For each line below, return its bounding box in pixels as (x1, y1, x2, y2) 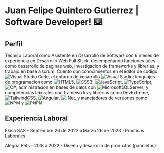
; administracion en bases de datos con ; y (16, 84, 149, 90)
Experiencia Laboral (5, 114, 68, 123)
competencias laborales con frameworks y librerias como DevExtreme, (5, 90, 150, 95)
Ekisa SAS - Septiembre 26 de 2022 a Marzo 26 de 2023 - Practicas (5, 127, 145, 133)
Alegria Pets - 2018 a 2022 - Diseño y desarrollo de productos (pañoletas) (5, 142, 156, 148)
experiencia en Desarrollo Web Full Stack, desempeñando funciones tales (5, 58, 156, 64)
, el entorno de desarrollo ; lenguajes (48, 74, 155, 79)
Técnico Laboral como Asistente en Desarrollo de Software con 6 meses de (5, 52, 159, 58)
